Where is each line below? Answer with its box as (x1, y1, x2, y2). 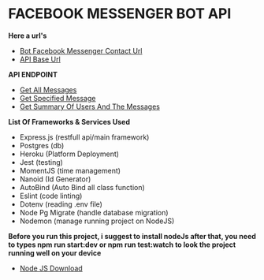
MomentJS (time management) (19, 166, 121, 175)
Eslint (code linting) (19, 191, 83, 200)
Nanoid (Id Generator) (19, 174, 91, 184)
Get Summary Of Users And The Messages (19, 102, 160, 111)
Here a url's (8, 31, 47, 40)
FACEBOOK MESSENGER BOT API (8, 5, 232, 23)
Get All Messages (19, 84, 77, 95)
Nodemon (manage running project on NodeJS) (19, 216, 175, 226)
